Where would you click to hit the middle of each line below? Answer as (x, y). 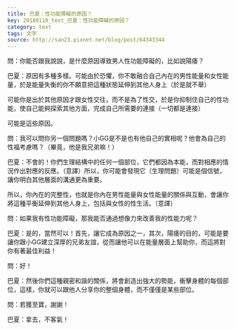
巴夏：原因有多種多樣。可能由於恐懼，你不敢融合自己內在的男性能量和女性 (115, 76)
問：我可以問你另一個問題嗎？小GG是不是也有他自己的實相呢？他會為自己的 (117, 139)
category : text (29, 27)
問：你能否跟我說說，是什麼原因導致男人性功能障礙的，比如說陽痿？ (106, 61)
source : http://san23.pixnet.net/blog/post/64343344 (86, 40)
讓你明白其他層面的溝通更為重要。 (57, 179)
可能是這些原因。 (32, 123)
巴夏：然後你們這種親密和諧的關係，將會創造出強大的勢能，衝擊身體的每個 (115, 281)
